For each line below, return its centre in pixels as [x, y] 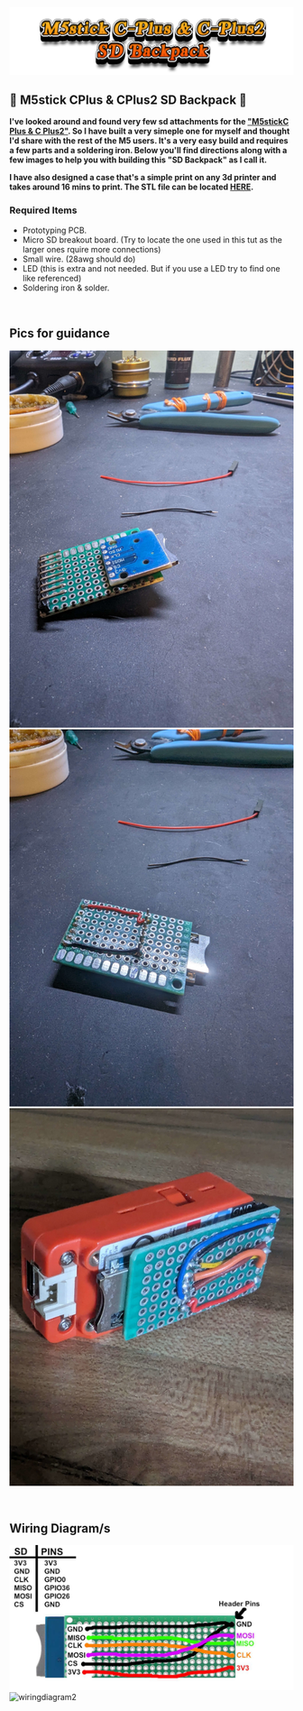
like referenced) [52, 278]
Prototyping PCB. [55, 230]
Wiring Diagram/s [60, 1528]
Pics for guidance [60, 333]
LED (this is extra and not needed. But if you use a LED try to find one [151, 268]
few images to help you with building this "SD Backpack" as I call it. [138, 160]
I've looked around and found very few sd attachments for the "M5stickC [149, 122]
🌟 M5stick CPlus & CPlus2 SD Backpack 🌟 [129, 100]
